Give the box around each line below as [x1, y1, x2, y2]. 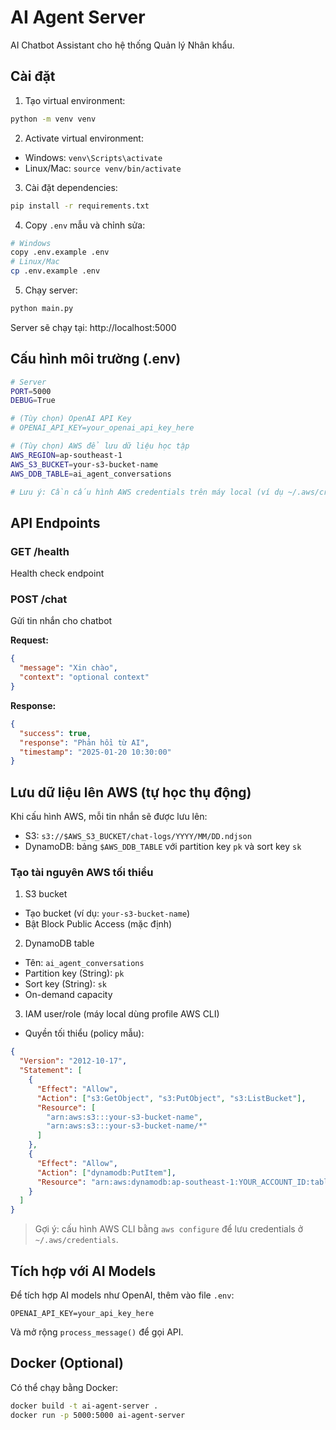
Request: [10, 634, 49, 646]
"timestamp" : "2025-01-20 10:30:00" [19, 747, 172, 757]
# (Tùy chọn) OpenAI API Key [10, 414, 132, 424]
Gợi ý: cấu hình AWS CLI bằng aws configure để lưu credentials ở [34, 1223, 303, 1235]
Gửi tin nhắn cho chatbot [10, 615, 113, 627]
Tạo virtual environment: [24, 94, 126, 106]
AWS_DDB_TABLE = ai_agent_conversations [10, 469, 172, 479]
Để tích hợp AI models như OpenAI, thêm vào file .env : [10, 1289, 235, 1301]
